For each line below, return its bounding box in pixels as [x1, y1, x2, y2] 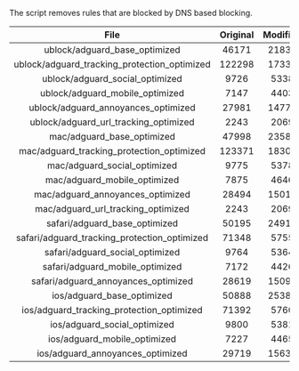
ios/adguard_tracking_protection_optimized [21, 304, 203, 316]
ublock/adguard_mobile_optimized [39, 87, 185, 99]
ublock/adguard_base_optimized [44, 44, 181, 56]
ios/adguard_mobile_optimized [47, 333, 176, 345]
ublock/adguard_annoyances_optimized [28, 101, 196, 114]
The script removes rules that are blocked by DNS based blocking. [9, 8, 254, 18]
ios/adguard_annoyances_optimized [36, 347, 189, 359]
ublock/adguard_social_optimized [42, 73, 182, 85]
